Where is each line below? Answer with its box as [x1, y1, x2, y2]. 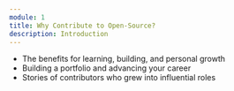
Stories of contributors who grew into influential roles [21, 72, 216, 83]
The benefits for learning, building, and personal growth [21, 54, 226, 64]
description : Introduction [9, 29, 109, 38]
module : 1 [9, 12, 46, 22]
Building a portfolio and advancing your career [21, 63, 192, 73]
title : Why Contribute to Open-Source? [9, 21, 156, 30]
